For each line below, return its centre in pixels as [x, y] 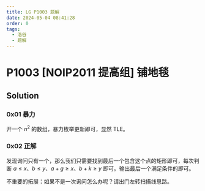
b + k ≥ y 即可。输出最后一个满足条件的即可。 [136, 168]
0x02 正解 [21, 146]
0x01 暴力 [21, 114]
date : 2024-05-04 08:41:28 [41, 18]
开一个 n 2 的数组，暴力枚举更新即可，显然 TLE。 [67, 128]
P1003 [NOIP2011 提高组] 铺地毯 [88, 73]
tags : [13, 29]
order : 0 [17, 23]
